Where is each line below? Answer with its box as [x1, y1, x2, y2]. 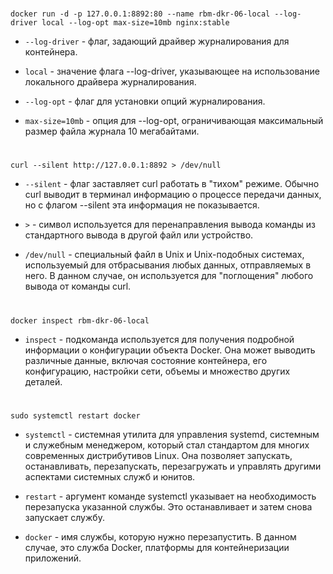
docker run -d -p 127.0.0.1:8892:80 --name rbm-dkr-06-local [10, 9, 271, 19]
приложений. [24, 552, 82, 564]
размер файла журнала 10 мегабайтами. [24, 125, 200, 138]
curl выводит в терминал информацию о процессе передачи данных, [24, 189, 322, 201]
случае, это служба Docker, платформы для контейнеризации [24, 541, 290, 553]
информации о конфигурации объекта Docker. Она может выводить [24, 344, 316, 356]
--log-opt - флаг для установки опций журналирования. [24, 95, 266, 108]
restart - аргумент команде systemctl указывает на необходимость [24, 490, 317, 502]
